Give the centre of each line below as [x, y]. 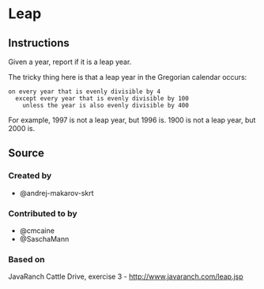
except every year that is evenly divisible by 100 [102, 99]
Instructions [39, 43]
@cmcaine [37, 231]
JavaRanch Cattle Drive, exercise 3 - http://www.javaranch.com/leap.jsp [126, 276]
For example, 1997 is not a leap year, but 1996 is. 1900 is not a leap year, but [132, 120]
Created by [30, 176]
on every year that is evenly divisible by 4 [84, 92]
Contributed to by [43, 213]
